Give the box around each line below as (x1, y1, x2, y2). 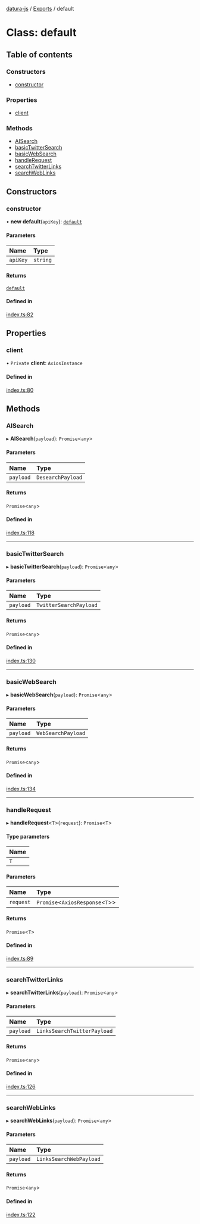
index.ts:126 (6, 1083, 36, 1090)
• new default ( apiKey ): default (6, 218, 82, 225)
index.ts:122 (6, 1211, 36, 1218)
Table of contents (6, 49, 73, 60)
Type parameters (6, 833, 50, 840)
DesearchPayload (36, 474, 83, 481)
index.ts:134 (6, 785, 36, 792)
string (33, 257, 52, 264)
